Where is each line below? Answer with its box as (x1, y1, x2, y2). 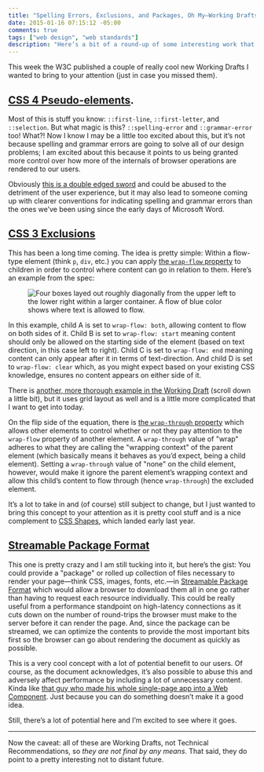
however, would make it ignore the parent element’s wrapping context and (8, 467, 248, 477)
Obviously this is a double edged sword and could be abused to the (8, 179, 226, 188)
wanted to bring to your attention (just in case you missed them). (8, 71, 218, 80)
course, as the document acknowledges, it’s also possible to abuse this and (8, 667, 253, 676)
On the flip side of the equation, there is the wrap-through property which (8, 417, 244, 426)
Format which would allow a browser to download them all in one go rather (8, 584, 250, 594)
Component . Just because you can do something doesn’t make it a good (8, 692, 244, 701)
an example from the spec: (8, 273, 95, 283)
